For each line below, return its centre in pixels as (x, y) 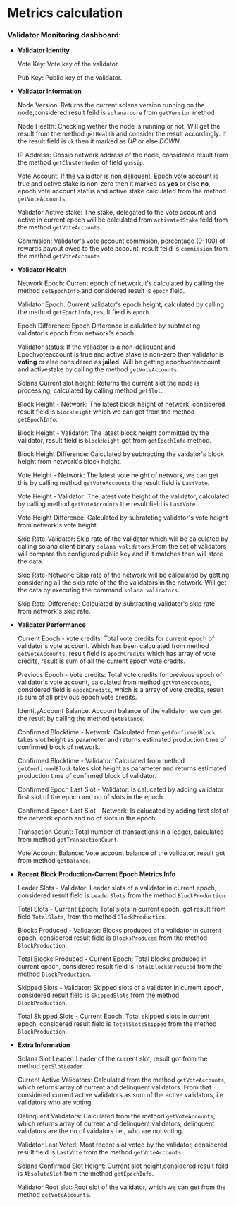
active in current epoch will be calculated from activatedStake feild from (123, 220)
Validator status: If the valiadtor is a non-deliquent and (96, 347)
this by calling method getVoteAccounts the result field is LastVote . (113, 483)
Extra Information (44, 1045)
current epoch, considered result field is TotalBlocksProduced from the (119, 967)
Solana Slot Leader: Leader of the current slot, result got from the (112, 1059)
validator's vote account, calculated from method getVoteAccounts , (114, 682)
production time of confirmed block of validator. (87, 776)
